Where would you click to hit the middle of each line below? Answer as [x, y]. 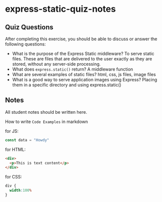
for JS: [12, 131]
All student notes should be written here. [46, 112]
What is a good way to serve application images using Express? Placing [85, 80]
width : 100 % [21, 190]
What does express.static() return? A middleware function [73, 69]
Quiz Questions [29, 27]
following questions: [26, 44]
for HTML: [15, 149]
